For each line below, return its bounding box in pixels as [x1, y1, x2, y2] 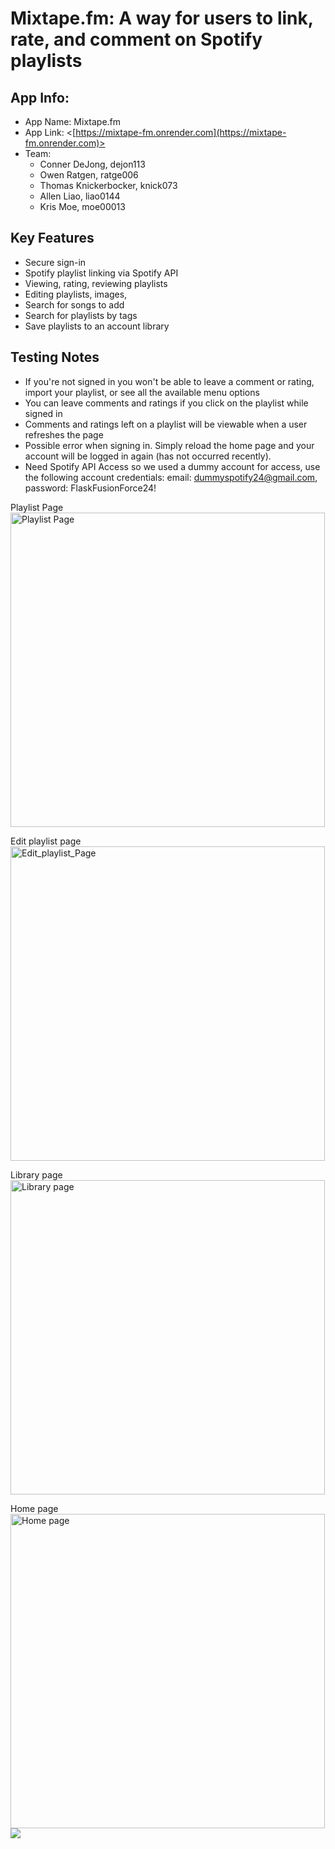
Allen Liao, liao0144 [39, 190, 121, 202]
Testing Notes [10, 349, 100, 366]
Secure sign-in [24, 256, 87, 268]
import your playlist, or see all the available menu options [24, 386, 260, 398]
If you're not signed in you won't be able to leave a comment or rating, [24, 375, 315, 387]
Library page [10, 1168, 63, 1181]
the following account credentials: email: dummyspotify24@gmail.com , [24, 471, 318, 483]
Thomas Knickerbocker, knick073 [39, 180, 178, 191]
